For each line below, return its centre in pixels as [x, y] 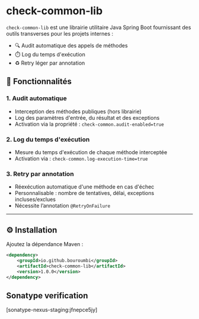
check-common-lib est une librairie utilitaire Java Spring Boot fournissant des [99, 27]
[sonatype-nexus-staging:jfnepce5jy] [52, 310]
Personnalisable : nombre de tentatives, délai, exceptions [84, 193]
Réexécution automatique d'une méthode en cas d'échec [84, 187]
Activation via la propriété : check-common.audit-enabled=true [89, 124]
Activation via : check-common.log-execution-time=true [81, 158]
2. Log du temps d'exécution [48, 139]
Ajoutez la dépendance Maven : [45, 244]
